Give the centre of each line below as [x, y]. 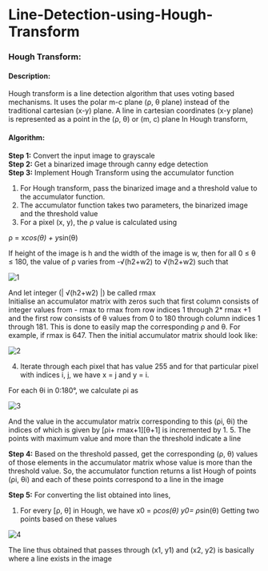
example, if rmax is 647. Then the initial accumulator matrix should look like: [133, 335]
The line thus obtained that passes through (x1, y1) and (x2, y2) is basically [131, 549]
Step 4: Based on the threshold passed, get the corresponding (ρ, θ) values [133, 453]
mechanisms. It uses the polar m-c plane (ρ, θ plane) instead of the [119, 103]
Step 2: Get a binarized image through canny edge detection [108, 164]
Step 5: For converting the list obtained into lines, [90, 495]
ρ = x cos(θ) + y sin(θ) [43, 237]
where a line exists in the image [60, 558]
